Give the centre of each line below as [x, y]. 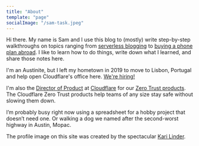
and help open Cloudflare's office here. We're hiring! [71, 77]
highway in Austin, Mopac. [39, 125]
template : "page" [28, 17]
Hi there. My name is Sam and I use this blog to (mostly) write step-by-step [98, 40]
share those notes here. [35, 59]
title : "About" [25, 12]
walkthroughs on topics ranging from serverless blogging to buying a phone [99, 46]
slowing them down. [31, 101]
